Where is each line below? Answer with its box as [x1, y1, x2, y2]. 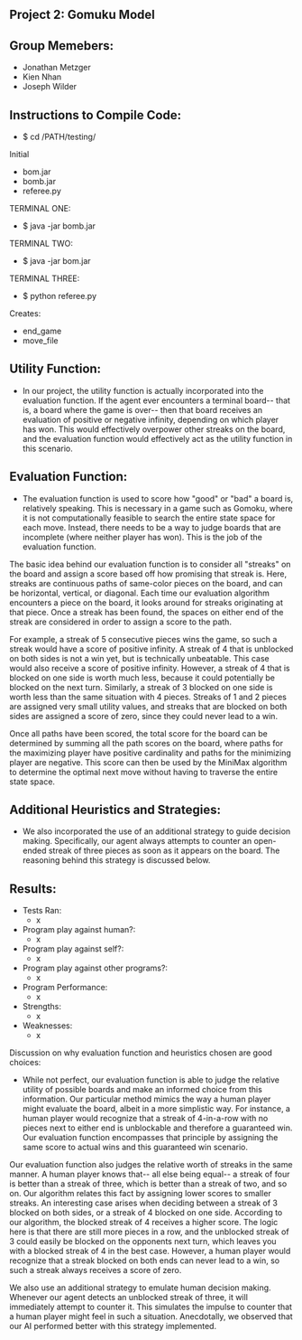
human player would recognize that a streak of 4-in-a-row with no [22, 1113, 269, 1124]
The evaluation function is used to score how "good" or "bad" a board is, [22, 492, 294, 504]
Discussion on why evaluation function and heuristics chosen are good [9, 1047, 273, 1058]
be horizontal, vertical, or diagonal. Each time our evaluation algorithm [9, 587, 270, 598]
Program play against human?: [22, 924, 136, 935]
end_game [22, 325, 62, 337]
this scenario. [22, 443, 74, 454]
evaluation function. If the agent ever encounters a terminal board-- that [22, 395, 291, 406]
